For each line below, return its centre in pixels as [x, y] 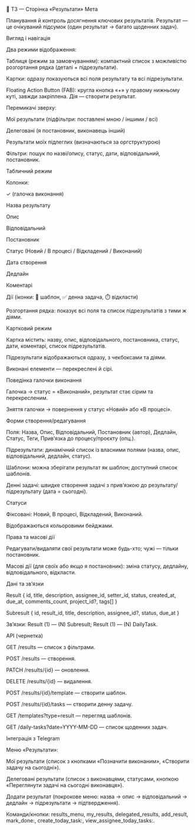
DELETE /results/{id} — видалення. [49, 681]
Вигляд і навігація [28, 38]
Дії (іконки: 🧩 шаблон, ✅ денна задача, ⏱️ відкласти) [72, 297]
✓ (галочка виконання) [35, 194]
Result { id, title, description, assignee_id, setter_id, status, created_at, [91, 595]
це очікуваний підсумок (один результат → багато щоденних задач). [92, 27]
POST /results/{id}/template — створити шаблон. [67, 693]
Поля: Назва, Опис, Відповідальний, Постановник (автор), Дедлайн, [92, 432]
